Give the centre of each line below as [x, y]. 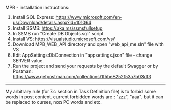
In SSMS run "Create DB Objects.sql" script [58, 33]
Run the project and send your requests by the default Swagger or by [85, 66]
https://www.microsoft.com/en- [89, 17]
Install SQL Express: [34, 17]
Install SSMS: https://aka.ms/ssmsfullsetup [58, 28]
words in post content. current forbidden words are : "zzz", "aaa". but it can [84, 97]
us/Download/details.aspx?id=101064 [52, 23]
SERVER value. [28, 60]
